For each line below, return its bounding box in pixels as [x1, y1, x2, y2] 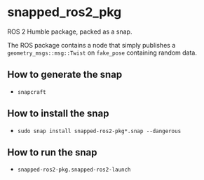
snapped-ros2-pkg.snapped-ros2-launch [17, 166, 131, 174]
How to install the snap [7, 108, 109, 120]
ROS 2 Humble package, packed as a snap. [7, 27, 132, 36]
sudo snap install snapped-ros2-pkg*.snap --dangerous [17, 127, 182, 134]
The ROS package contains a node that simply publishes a [7, 41, 176, 49]
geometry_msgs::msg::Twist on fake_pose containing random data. [7, 48, 198, 57]
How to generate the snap [7, 69, 123, 81]
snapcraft [17, 88, 47, 95]
